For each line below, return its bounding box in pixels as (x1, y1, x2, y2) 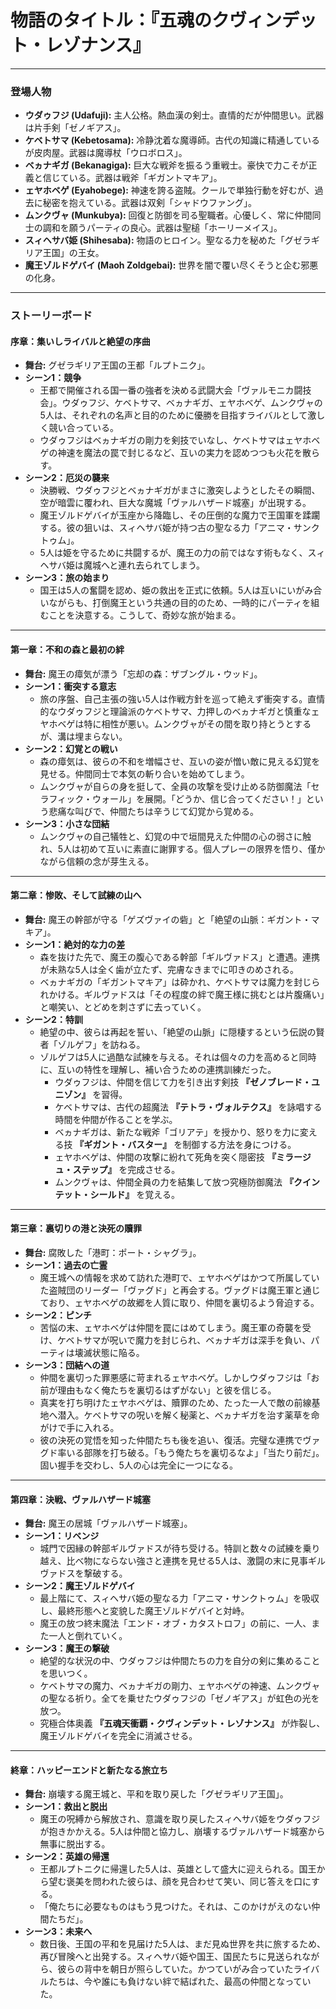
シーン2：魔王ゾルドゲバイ (24, 1580, 136, 1592)
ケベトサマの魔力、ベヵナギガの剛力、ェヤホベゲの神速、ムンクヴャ (39, 1680, 321, 1692)
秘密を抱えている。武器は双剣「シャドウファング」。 (42, 197, 258, 209)
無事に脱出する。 (39, 1838, 111, 1850)
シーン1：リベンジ (24, 1530, 100, 1542)
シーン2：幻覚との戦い (24, 742, 118, 755)
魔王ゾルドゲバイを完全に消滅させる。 (39, 1730, 198, 1742)
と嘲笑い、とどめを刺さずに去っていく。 (39, 1001, 207, 1013)
